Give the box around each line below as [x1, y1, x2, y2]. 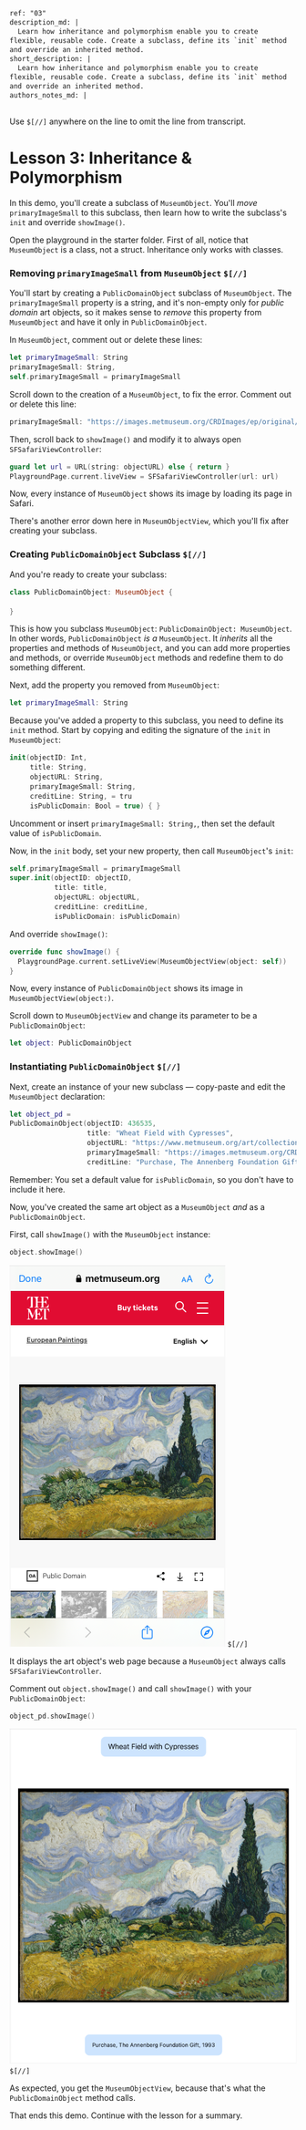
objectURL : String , [29, 772, 104, 782]
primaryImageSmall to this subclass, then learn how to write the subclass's [9, 207, 287, 218]
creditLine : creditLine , [54, 903, 148, 912]
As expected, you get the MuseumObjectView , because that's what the [9, 2083, 266, 2094]
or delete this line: [9, 398, 77, 409]
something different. [9, 662, 86, 673]
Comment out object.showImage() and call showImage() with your [9, 1682, 252, 1694]
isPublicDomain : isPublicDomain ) [54, 912, 181, 921]
